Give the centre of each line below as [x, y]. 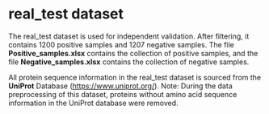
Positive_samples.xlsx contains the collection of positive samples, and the [133, 53]
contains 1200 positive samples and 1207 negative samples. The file [121, 44]
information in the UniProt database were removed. [93, 103]
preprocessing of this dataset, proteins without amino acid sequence [123, 94]
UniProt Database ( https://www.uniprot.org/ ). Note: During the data [120, 86]
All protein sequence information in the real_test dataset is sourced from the [134, 77]
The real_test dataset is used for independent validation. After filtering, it [129, 36]
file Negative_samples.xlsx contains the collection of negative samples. [129, 62]
